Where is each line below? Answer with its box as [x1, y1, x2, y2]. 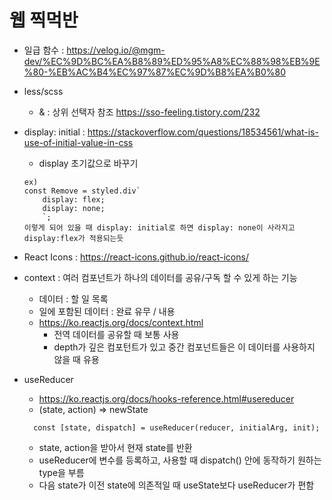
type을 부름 [38, 466, 85, 478]
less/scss [23, 85, 64, 97]
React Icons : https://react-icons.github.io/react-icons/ [23, 251, 249, 263]
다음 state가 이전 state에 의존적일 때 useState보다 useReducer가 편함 [38, 479, 315, 491]
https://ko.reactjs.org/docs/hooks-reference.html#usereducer [38, 392, 295, 405]
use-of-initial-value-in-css [23, 136, 134, 148]
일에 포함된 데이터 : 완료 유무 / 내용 [38, 305, 176, 317]
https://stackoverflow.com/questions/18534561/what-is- [87, 126, 319, 138]
